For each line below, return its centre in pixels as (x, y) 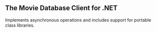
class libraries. (20, 25)
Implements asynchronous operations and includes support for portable (78, 20)
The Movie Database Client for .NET (61, 8)
